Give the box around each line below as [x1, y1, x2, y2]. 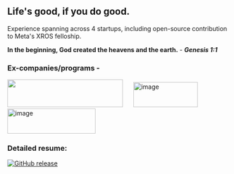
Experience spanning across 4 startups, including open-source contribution [7, 24, 228, 32]
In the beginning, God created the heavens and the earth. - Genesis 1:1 [7, 45, 218, 54]
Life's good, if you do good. [7, 6, 130, 18]
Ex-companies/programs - [7, 63, 100, 73]
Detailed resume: [7, 144, 68, 154]
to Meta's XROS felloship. [7, 32, 82, 40]
